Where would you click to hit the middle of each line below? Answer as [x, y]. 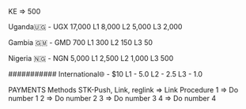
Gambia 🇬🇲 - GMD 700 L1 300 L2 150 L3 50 [80, 42]
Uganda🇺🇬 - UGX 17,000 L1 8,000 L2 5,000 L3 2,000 [95, 26]
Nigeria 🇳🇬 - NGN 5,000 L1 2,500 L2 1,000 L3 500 [91, 58]
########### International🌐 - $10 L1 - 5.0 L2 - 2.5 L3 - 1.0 [106, 74]
